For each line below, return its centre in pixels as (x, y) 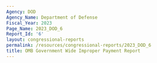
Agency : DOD (21, 12)
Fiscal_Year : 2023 (29, 23)
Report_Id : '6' (25, 34)
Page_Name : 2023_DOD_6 (34, 28)
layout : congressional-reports (45, 40)
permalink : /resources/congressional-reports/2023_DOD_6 (79, 46)
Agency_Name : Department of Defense (52, 17)
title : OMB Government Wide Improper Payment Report (73, 51)
